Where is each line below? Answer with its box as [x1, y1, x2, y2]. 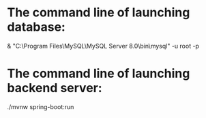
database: [7, 19, 66, 35]
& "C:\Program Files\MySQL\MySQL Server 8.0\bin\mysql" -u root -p [7, 42, 200, 50]
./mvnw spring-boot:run [7, 102, 74, 110]
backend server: [7, 80, 102, 96]
